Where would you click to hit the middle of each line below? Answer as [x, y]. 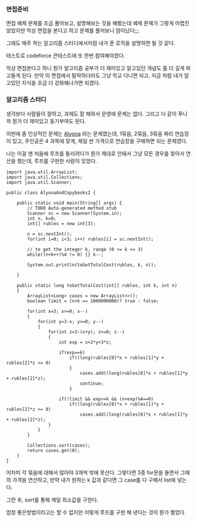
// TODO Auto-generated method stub [72, 208]
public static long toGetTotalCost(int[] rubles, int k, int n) [97, 285]
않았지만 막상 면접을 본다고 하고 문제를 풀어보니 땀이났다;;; [73, 31]
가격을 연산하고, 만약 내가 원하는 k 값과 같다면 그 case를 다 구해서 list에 [94, 480]
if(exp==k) [72, 352]
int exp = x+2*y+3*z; [85, 342]
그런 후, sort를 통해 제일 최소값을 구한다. [52, 500]
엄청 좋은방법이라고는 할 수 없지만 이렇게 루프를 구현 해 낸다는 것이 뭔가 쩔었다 [96, 512]
